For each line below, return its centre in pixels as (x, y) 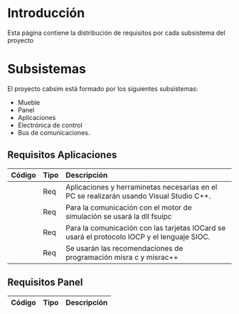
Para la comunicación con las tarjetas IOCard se (145, 227)
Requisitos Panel (45, 282)
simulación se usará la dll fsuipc (118, 216)
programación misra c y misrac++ (122, 257)
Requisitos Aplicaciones (62, 155)
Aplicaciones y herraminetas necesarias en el (141, 187)
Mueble (29, 102)
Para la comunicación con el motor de (128, 207)
